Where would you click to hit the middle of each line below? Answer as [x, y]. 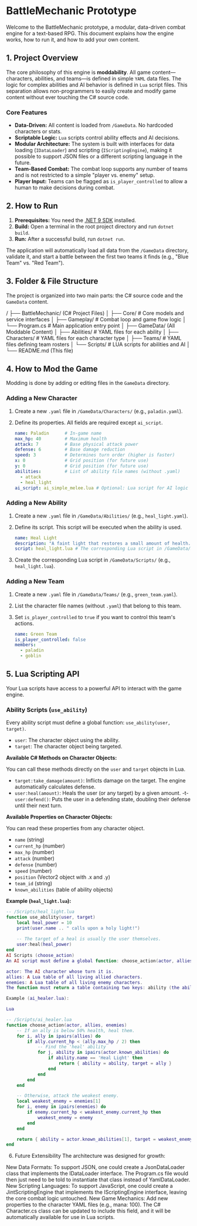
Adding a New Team [35, 582]
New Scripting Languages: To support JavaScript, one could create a [89, 1186]
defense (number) [36, 865]
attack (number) [34, 858]
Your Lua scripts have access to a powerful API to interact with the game [94, 688]
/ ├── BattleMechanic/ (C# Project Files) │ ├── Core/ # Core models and [95, 313]
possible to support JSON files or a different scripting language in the [98, 156]
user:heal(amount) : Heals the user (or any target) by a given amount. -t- [101, 793]
